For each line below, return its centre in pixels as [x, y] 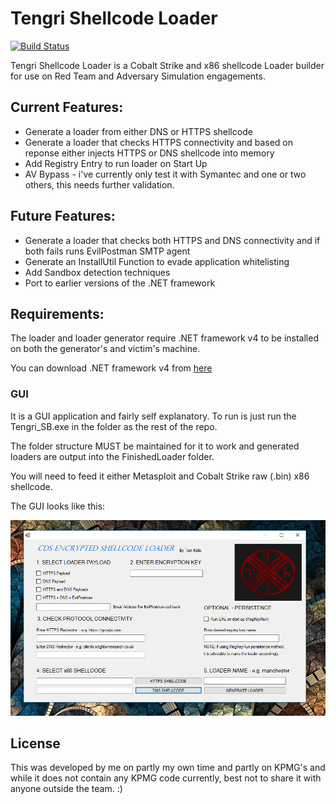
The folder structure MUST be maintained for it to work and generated [155, 446]
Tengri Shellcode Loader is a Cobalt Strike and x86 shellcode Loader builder [167, 65]
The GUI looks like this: [58, 506]
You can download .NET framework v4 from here [111, 368]
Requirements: [57, 313]
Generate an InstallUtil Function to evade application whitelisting [157, 261]
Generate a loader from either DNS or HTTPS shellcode [138, 131]
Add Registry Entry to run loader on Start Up [116, 163]
